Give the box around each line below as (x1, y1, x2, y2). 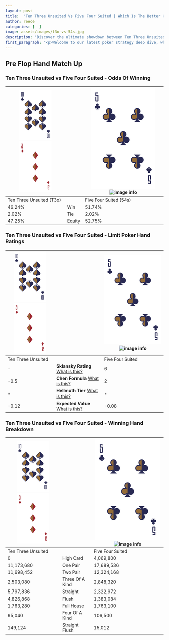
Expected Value (56, 400, 91, 406)
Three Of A (62, 576, 86, 582)
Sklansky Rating (56, 363, 92, 369)
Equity (67, 218, 80, 224)
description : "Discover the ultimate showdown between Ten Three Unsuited (5, 35, 165, 40)
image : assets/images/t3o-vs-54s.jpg (5, 29, 84, 35)
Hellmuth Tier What (56, 388, 98, 394)
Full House (62, 603, 84, 609)
